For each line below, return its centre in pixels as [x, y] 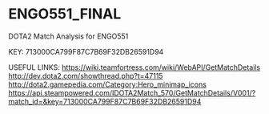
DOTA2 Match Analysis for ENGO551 [68, 36]
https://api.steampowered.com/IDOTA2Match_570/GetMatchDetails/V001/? [132, 92]
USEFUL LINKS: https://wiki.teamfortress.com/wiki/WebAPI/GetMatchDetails [134, 67]
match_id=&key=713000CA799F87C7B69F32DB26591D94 [105, 101]
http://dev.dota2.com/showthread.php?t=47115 [86, 75]
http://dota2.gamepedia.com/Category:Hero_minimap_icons [107, 84]
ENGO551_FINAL [65, 14]
